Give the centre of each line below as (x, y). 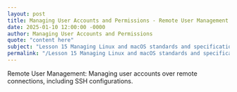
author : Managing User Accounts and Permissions (80, 34)
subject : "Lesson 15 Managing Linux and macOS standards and (99, 47)
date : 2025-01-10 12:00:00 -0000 (56, 27)
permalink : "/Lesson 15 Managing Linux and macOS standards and (104, 54)
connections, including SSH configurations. (70, 81)
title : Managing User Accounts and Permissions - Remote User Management (118, 21)
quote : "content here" (41, 40)
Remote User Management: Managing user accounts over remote (102, 73)
